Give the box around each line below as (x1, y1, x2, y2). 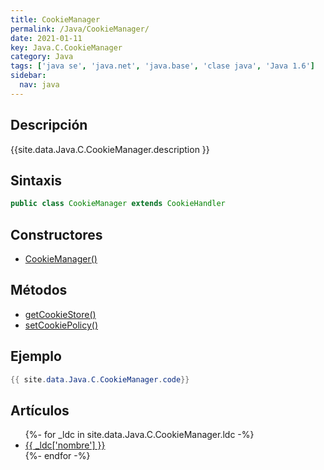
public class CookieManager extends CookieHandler (10, 199, 226, 209)
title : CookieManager (10, 14, 101, 25)
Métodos (10, 282, 68, 299)
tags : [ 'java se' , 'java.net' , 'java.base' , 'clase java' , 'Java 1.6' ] (10, 61, 315, 71)
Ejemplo (10, 348, 62, 365)
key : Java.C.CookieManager (10, 42, 123, 53)
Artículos (10, 402, 70, 419)
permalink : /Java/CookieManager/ (10, 24, 150, 34)
